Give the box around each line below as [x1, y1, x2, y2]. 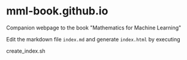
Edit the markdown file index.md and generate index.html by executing [6, 35, 181, 43]
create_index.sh [6, 47, 46, 55]
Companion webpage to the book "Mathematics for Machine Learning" [6, 24, 182, 31]
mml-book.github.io [6, 4, 108, 18]
